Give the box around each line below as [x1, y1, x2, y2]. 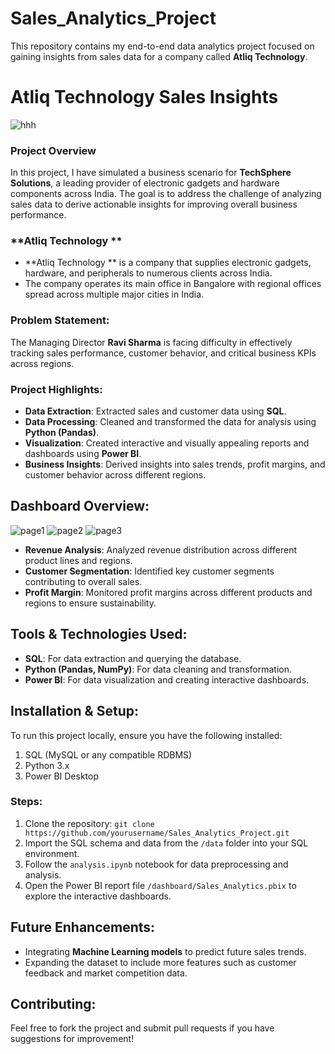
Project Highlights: [10, 382, 103, 396]
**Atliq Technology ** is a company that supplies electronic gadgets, [24, 257, 312, 269]
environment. [24, 847, 80, 859]
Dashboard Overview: [10, 498, 150, 515]
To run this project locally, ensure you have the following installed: [10, 729, 283, 741]
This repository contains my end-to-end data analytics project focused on [10, 40, 315, 52]
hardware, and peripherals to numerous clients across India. [24, 267, 273, 279]
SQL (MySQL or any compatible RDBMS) [24, 748, 193, 761]
